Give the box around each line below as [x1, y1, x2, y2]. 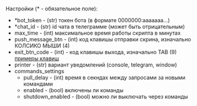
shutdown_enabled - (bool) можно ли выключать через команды [23, 93, 189, 100]
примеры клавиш [14, 55, 59, 62]
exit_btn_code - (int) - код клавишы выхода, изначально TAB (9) [14, 49, 177, 56]
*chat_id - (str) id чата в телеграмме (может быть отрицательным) [14, 23, 185, 30]
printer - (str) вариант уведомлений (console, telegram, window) [14, 61, 178, 68]
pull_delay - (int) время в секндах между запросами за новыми [23, 74, 186, 81]
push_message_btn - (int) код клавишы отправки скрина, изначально [14, 36, 192, 43]
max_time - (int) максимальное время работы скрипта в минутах [14, 29, 181, 37]
